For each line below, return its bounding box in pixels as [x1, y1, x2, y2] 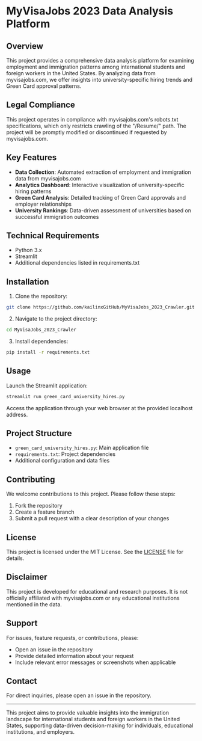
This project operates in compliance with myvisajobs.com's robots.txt [6, 115, 179, 123]
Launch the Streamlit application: [6, 382, 88, 389]
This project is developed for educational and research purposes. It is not [6, 588, 188, 595]
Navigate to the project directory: [14, 315, 97, 322]
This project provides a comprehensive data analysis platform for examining [6, 57, 194, 64]
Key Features [6, 152, 57, 163]
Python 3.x [14, 247, 42, 254]
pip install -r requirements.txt [6, 349, 90, 355]
